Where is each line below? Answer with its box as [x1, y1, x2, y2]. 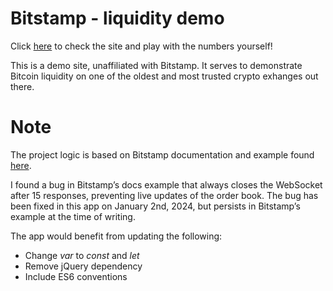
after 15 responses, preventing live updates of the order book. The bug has [10, 189, 319, 201]
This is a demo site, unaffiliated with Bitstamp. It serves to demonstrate [10, 59, 303, 71]
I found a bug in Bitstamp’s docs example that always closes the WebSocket [10, 178, 323, 191]
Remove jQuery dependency [24, 260, 143, 272]
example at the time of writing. [10, 210, 136, 222]
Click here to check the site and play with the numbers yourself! [10, 40, 273, 52]
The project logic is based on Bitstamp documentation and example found [10, 148, 315, 161]
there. [10, 80, 35, 92]
